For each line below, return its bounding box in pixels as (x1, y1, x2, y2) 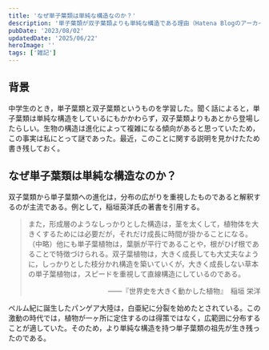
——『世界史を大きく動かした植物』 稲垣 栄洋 (107, 286, 261, 296)
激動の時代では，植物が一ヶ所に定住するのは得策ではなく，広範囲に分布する (8, 313, 261, 323)
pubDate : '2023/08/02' (8, 26, 84, 34)
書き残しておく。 (8, 143, 65, 153)
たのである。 (8, 333, 50, 343)
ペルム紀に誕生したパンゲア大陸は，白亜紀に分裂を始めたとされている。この (8, 303, 261, 312)
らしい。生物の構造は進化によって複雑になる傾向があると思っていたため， (14, 123, 260, 133)
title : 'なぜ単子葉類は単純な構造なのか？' (8, 11, 136, 20)
